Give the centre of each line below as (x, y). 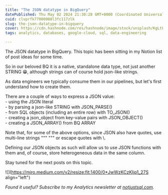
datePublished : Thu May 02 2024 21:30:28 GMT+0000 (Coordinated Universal (85, 14)
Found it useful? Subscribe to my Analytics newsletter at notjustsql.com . (80, 187)
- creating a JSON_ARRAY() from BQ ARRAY (50, 123)
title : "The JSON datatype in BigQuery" (48, 10)
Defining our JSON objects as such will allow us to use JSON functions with (83, 147)
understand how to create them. (38, 87)
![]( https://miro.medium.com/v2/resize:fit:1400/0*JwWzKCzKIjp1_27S (77, 172)
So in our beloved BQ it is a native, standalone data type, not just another (80, 66)
